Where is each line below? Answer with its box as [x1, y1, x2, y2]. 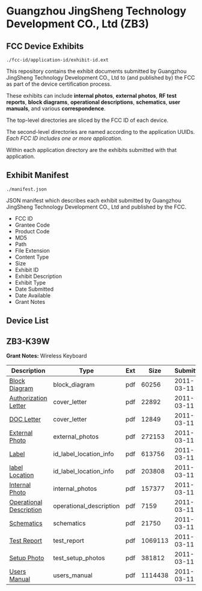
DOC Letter [9, 415, 41, 423]
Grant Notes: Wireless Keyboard [6, 352, 87, 359]
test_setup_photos [53, 554, 105, 562]
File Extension [14, 247, 50, 254]
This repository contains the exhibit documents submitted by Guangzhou [6, 68, 187, 75]
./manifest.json [6, 186, 47, 192]
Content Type [14, 253, 49, 261]
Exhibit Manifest [6, 170, 69, 180]
